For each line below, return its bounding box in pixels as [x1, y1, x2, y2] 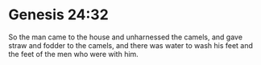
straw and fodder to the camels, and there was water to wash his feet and [8, 40, 254, 50]
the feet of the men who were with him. [8, 49, 139, 59]
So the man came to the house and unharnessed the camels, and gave [8, 32, 243, 42]
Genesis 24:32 [8, 6, 109, 24]
